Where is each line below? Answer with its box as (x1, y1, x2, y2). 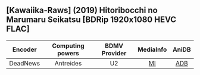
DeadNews (9, 59, 40, 67)
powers (57, 49, 79, 57)
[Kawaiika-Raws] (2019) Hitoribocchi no (6, 5, 158, 15)
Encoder (12, 45, 37, 54)
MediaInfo (137, 45, 167, 54)
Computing (52, 42, 85, 50)
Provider (101, 49, 127, 57)
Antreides (54, 59, 82, 67)
